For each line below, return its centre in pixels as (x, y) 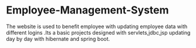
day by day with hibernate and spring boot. (58, 39)
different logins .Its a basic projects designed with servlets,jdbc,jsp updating (98, 32)
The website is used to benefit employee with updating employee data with (97, 26)
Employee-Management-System (87, 10)
